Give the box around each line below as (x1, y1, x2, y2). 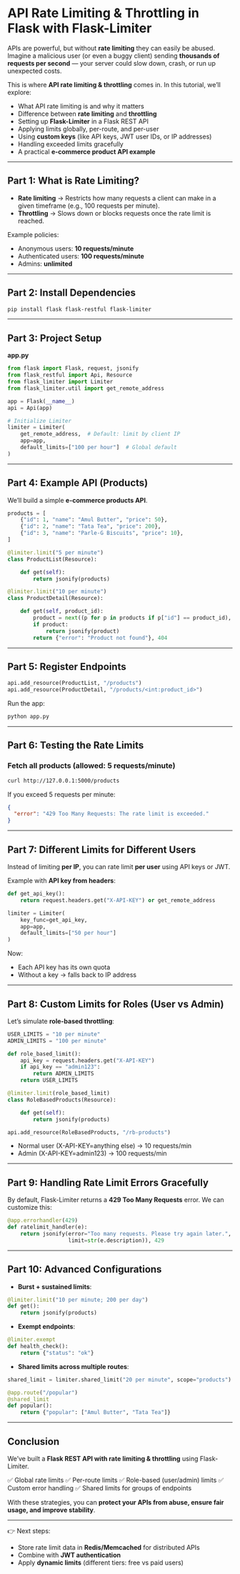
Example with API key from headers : (7, 876, 116, 885)
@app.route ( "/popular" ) (7, 1389, 79, 1396)
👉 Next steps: (7, 1527, 51, 1535)
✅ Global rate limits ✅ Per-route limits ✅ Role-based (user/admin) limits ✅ (7, 1476, 224, 1484)
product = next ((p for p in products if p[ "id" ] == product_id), (33, 614, 232, 622)
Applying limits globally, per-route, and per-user (17, 124, 159, 133)
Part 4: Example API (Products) (7, 477, 149, 489)
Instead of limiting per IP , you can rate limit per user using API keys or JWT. (7, 863, 231, 871)
